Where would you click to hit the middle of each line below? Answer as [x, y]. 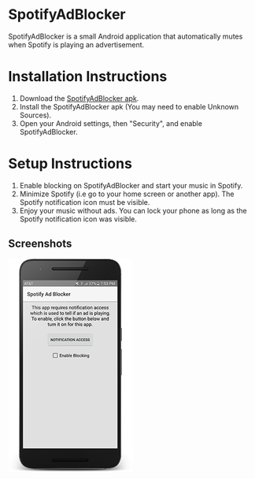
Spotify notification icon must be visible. [85, 202]
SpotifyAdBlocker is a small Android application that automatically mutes [126, 36]
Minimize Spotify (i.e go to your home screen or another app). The [127, 194]
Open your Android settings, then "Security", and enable [111, 123]
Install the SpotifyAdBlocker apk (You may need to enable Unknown [129, 106]
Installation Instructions [88, 77]
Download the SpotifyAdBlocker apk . [79, 98]
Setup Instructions [70, 164]
